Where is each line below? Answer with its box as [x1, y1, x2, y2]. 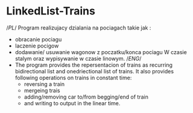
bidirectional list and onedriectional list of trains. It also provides [14, 67, 174, 75]
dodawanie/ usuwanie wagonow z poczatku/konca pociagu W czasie [14, 48, 187, 55]
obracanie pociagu [14, 35, 62, 43]
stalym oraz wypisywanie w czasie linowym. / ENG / [14, 55, 142, 62]
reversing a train [24, 80, 65, 88]
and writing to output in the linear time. [24, 99, 121, 106]
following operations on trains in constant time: [14, 74, 132, 81]
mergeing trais [24, 87, 60, 94]
